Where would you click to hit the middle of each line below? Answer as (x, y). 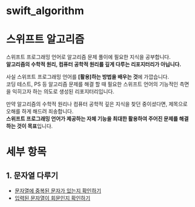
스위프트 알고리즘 (45, 40)
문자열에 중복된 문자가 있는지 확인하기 (58, 191)
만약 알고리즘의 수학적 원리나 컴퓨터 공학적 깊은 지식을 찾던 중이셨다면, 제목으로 (97, 104)
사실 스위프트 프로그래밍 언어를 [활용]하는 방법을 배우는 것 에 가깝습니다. (88, 77)
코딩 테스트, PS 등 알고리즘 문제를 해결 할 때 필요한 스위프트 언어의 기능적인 (92, 84)
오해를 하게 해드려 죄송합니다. (40, 111)
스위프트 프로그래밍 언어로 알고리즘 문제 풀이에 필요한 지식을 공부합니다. (88, 57)
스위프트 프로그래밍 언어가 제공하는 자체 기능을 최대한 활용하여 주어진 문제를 (92, 119)
